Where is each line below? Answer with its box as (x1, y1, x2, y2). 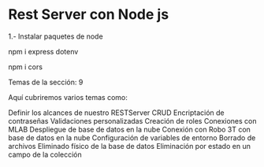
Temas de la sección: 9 (8, 77, 84, 87)
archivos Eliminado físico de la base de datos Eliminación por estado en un (8, 141, 251, 150)
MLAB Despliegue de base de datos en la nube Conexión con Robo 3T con (8, 124, 251, 134)
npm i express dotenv (8, 46, 79, 56)
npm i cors (8, 61, 43, 72)
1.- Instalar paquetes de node (8, 32, 104, 41)
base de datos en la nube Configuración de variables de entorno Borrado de (8, 132, 256, 143)
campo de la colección (8, 150, 83, 159)
